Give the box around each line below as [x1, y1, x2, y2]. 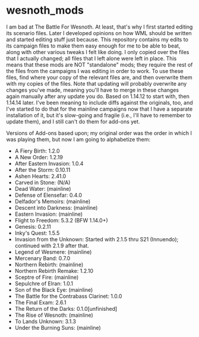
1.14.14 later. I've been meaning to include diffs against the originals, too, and [6, 99, 193, 106]
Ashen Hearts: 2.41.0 [14, 172, 67, 179]
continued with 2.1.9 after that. [14, 242, 89, 249]
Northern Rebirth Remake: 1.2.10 [14, 267, 94, 274]
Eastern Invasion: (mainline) [14, 210, 83, 218]
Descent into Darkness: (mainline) [14, 204, 98, 211]
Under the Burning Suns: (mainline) [14, 324, 101, 331]
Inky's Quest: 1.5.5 [14, 229, 60, 237]
